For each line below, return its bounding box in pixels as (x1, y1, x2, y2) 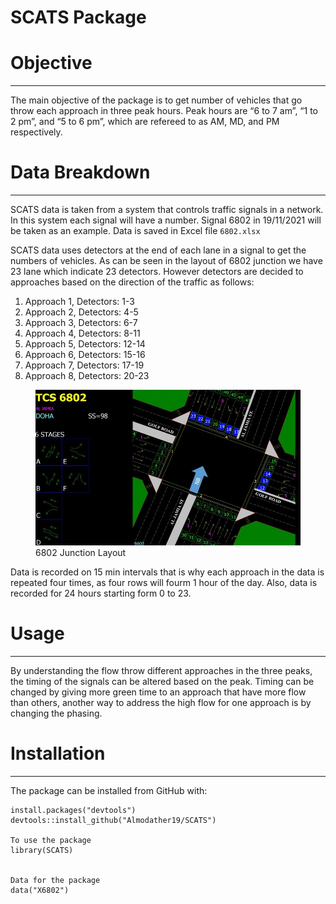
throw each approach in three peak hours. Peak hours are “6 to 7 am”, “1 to (10, 105, 319, 117)
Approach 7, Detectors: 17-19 (24, 359, 145, 371)
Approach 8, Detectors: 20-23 (24, 370, 150, 382)
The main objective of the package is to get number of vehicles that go (10, 94, 303, 106)
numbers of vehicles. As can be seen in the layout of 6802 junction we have (10, 255, 323, 267)
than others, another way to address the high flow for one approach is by (10, 697, 312, 709)
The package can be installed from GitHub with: (10, 785, 208, 797)
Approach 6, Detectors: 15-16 (24, 349, 146, 361)
